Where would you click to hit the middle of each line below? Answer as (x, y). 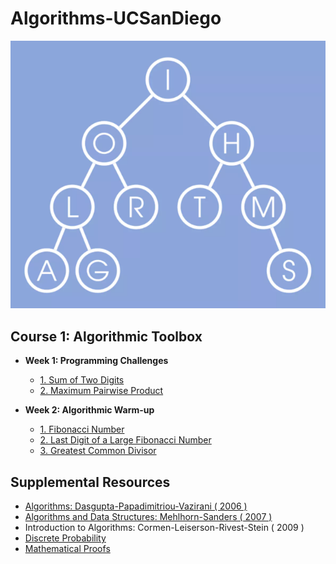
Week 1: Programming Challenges (96, 361)
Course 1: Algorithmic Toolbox (106, 336)
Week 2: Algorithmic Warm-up (89, 410)
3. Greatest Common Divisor (98, 451)
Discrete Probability (65, 538)
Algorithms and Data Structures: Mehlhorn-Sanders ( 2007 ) (148, 517)
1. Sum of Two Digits (82, 380)
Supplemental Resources (90, 482)
